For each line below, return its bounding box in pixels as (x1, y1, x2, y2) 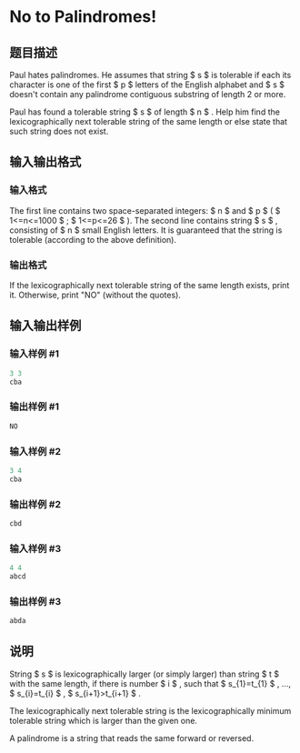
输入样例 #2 (9, 445, 62, 457)
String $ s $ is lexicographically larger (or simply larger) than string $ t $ (9, 668, 280, 679)
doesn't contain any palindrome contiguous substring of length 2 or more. (9, 89, 286, 99)
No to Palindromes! (9, 6, 157, 27)
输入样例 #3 (9, 542, 62, 555)
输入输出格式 (9, 155, 82, 170)
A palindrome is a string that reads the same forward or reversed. (9, 732, 255, 743)
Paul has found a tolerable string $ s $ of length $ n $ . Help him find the (9, 106, 280, 117)
